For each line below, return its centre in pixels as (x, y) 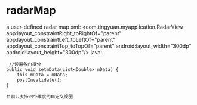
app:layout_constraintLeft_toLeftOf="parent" (61, 39)
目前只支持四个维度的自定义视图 (40, 97)
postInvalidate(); (40, 80)
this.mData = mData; (42, 75)
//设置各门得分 (25, 64)
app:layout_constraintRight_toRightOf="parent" (64, 33)
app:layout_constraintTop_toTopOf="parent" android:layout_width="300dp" (99, 46)
